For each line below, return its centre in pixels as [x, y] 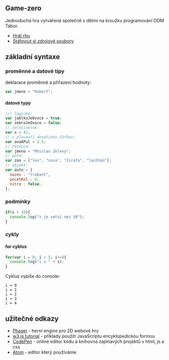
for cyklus [16, 246]
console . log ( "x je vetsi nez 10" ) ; [47, 217]
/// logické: [19, 114]
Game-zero [23, 8]
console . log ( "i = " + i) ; [37, 262]
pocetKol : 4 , [24, 179]
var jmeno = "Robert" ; [29, 91]
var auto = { [19, 170]
